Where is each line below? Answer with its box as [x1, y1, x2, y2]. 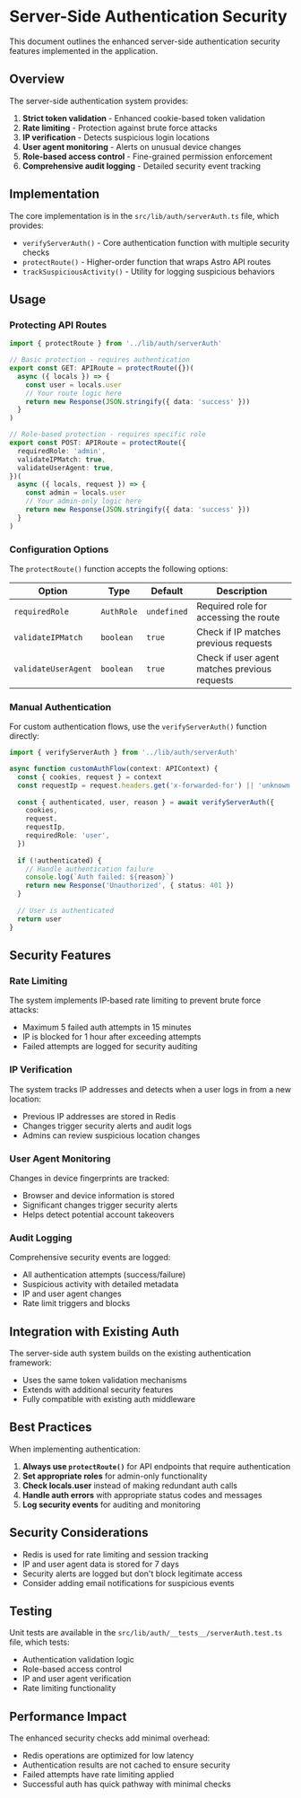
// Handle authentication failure [25, 864, 154, 873]
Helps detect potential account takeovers [21, 1209, 175, 1220]
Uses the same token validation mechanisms [21, 1374, 187, 1385]
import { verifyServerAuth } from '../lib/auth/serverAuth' [9, 748, 239, 758]
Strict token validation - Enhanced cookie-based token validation [21, 112, 266, 123]
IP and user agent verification [21, 1673, 132, 1684]
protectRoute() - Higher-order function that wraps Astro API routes [21, 256, 271, 267]
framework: [9, 1357, 52, 1368]
